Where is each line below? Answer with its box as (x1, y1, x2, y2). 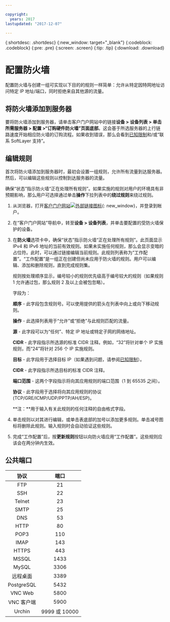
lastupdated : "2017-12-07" (5, 21, 62, 26)
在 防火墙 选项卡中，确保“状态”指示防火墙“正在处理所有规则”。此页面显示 (12, 236, 163, 243)
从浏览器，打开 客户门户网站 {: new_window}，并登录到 (12, 202, 158, 209)
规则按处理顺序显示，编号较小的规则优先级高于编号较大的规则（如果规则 (12, 273, 163, 279)
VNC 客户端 (8, 598, 36, 605)
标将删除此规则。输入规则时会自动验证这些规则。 (12, 423, 115, 429)
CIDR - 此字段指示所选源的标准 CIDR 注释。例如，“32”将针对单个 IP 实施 (12, 339, 163, 345)
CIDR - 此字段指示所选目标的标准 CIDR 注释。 (12, 367, 108, 373)
